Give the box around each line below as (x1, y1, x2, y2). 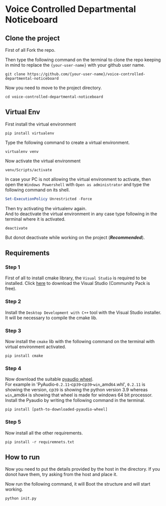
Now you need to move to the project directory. (5, 85, 102, 91)
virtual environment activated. (5, 344, 66, 350)
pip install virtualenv (5, 130, 55, 135)
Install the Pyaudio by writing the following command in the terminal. (5, 397, 146, 403)
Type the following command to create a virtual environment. (5, 139, 130, 145)
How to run (5, 453, 40, 461)
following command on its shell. (5, 187, 70, 193)
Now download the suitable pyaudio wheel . (5, 376, 93, 382)
